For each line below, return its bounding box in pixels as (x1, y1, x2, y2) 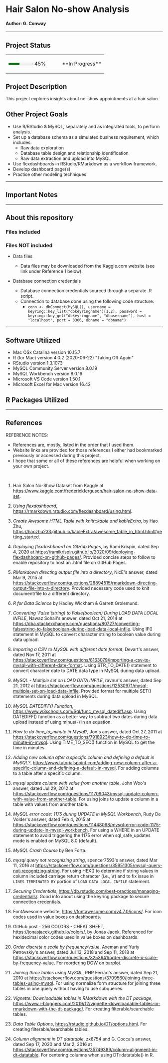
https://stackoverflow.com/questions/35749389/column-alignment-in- (12, 1046, 158, 1052)
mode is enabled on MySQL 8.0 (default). (12, 837, 98, 843)
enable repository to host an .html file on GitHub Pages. (12, 559, 127, 565)
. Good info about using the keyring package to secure (37, 893, 149, 899)
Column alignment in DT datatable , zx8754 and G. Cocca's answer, (12, 1036, 152, 1042)
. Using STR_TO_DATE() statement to (82, 662, 157, 668)
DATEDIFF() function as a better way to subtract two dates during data (12, 713, 158, 720)
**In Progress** (62, 60, 102, 67)
